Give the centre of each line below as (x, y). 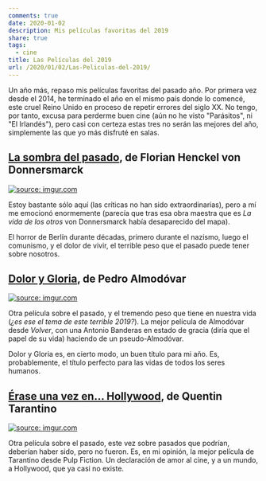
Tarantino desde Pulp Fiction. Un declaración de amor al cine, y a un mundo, (133, 460)
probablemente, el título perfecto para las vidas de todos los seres (117, 362)
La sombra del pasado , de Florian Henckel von (124, 157)
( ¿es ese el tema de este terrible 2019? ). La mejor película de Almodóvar (126, 322)
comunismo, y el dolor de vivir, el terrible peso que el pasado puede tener (129, 245)
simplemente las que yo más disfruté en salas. (84, 132)
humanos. (25, 371)
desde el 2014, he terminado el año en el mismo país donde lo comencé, (127, 98)
